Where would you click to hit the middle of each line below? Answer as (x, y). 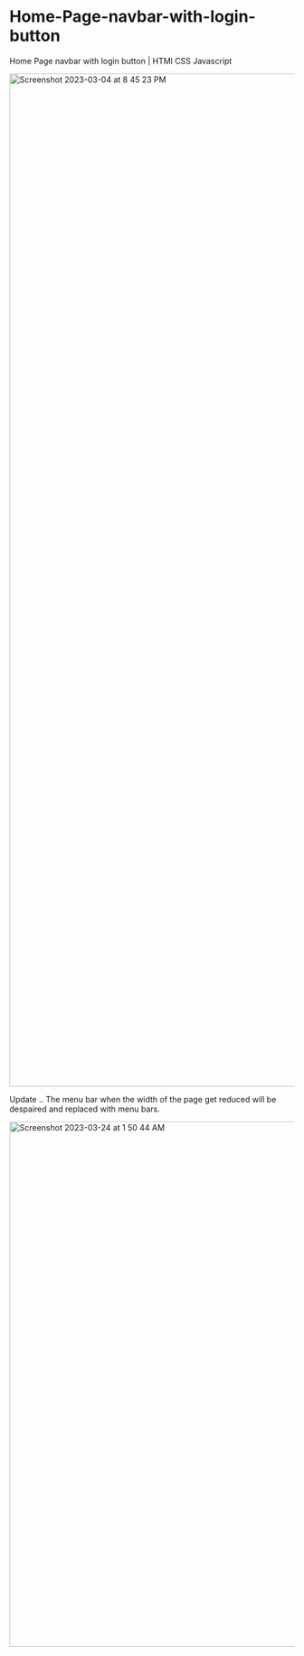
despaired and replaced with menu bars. (85, 1109)
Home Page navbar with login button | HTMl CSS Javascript (121, 61)
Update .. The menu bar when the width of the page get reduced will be (143, 1099)
